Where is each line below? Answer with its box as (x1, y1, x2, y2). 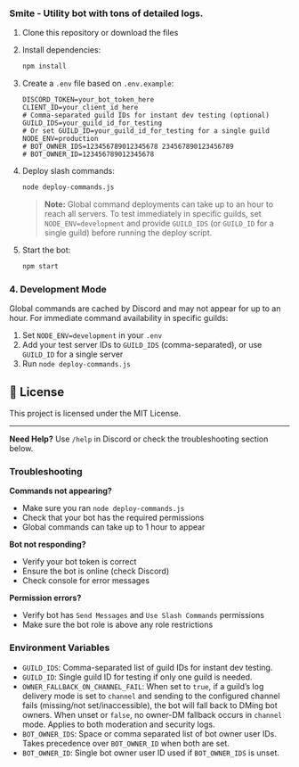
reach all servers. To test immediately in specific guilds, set (44, 209, 262, 219)
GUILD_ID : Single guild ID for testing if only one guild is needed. (21, 672, 253, 682)
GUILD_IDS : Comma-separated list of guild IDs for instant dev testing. (21, 662, 273, 672)
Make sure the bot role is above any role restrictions (21, 619, 214, 631)
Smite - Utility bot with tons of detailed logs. (9, 7, 204, 20)
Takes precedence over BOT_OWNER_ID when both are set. (21, 738, 230, 748)
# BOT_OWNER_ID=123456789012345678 (21, 150, 155, 159)
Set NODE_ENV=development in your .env (21, 330, 163, 341)
